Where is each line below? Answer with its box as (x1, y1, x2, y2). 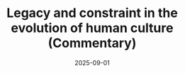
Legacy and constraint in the (6, 5, 179, 21)
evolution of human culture (11, 20, 174, 36)
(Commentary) (47, 35, 137, 51)
